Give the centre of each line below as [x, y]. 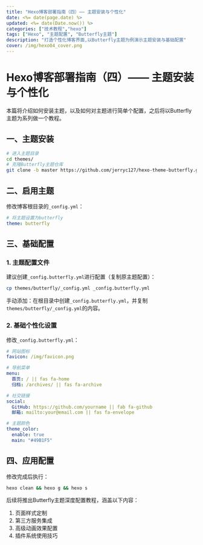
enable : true [28, 435]
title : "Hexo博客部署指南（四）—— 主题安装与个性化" [66, 12]
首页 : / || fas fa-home [40, 379]
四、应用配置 [30, 461]
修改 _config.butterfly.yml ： [43, 340]
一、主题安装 [30, 139]
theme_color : [23, 429]
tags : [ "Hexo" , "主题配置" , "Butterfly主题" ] [62, 35]
